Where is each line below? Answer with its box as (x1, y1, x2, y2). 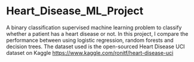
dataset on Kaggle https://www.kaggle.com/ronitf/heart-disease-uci (6, 49, 174, 56)
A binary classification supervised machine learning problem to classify (6, 24, 182, 31)
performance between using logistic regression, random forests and (6, 36, 174, 44)
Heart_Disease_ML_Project (6, 4, 144, 18)
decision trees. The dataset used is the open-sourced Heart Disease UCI (6, 43, 185, 50)
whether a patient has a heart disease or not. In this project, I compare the (6, 30, 189, 37)
